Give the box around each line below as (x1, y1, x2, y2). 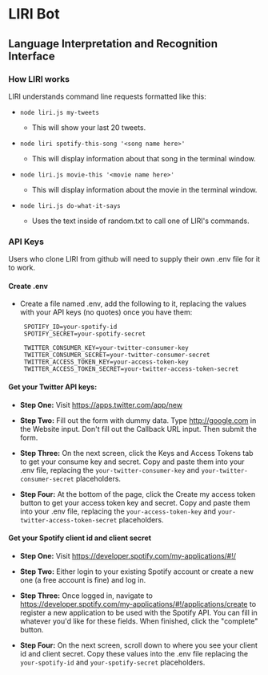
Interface (8, 49, 55, 63)
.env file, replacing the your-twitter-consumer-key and (19, 465, 200, 474)
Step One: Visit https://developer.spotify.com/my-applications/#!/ (19, 551, 237, 560)
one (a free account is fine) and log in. (19, 575, 146, 584)
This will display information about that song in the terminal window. (31, 153, 256, 163)
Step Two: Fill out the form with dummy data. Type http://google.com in (19, 415, 257, 425)
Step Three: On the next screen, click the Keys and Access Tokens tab (19, 448, 254, 457)
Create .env (8, 281, 48, 291)
